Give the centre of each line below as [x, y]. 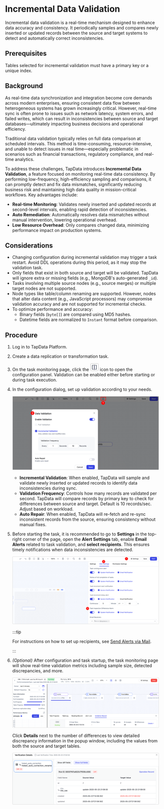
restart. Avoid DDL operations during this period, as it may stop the [79, 262]
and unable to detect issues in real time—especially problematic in [72, 149]
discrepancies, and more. [38, 670]
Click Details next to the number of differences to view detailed [76, 736]
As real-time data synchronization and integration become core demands [79, 98]
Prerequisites [26, 54]
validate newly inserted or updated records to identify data [78, 483]
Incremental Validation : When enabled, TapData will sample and [84, 478]
